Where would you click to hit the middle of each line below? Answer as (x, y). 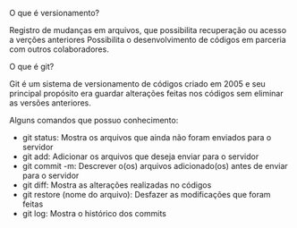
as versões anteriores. (51, 103)
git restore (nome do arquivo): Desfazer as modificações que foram (146, 194)
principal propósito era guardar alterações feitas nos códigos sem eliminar (146, 93)
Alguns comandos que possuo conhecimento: (94, 120)
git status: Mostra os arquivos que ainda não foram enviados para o (147, 137)
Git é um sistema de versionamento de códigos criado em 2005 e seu (137, 84)
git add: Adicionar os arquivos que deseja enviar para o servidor (140, 156)
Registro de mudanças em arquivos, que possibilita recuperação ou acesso (148, 30)
